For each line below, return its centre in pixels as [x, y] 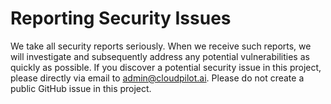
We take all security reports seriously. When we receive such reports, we [161, 46]
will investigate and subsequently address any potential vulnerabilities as [160, 56]
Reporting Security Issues [121, 18]
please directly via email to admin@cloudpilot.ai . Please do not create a [157, 78]
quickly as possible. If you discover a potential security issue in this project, [166, 67]
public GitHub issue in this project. [81, 88]
